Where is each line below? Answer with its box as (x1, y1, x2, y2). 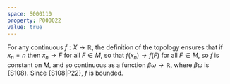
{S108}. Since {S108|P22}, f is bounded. (7, 68, 123, 78)
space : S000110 (7, 10, 52, 18)
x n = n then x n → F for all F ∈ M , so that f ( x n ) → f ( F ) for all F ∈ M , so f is (7, 51, 219, 61)
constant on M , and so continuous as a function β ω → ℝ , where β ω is (7, 61, 210, 69)
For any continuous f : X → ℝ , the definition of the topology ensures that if (7, 43, 224, 52)
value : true (7, 23, 42, 30)
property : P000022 (7, 17, 61, 24)
